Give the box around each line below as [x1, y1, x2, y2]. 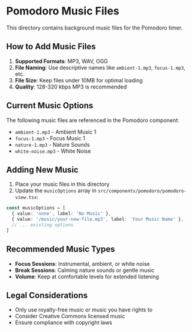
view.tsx [14, 194, 37, 201]
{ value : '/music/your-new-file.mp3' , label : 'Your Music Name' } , [11, 217, 184, 223]
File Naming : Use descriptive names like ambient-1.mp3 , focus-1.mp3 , [14, 64, 186, 71]
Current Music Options [6, 100, 94, 111]
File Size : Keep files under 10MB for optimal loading [14, 76, 143, 84]
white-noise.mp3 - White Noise [14, 147, 91, 155]
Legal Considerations [6, 290, 88, 300]
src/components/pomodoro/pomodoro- [98, 188, 187, 194]
